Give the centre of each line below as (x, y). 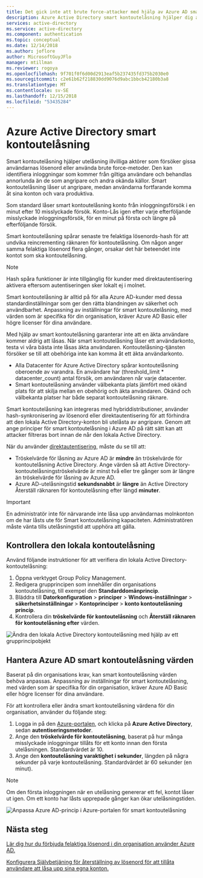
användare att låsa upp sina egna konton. (58, 868)
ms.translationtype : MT (36, 85)
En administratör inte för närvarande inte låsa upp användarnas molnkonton (100, 514)
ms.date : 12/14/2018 (32, 46)
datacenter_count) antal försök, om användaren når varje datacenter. (101, 378)
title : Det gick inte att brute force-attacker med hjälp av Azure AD (97, 12)
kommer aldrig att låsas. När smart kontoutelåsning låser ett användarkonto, (101, 341)
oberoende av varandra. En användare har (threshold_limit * (89, 372)
